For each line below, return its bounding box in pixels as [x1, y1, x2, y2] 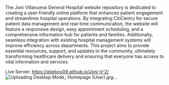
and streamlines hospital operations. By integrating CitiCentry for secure [5, 15, 158, 21]
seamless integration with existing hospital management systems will [5, 37, 151, 43]
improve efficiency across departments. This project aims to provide [5, 42, 150, 48]
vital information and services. [5, 59, 69, 65]
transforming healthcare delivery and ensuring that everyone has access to [5, 53, 164, 59]
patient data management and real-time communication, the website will [5, 20, 158, 27]
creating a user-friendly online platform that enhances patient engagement [5, 10, 163, 16]
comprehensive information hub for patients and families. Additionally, [5, 32, 154, 37]
